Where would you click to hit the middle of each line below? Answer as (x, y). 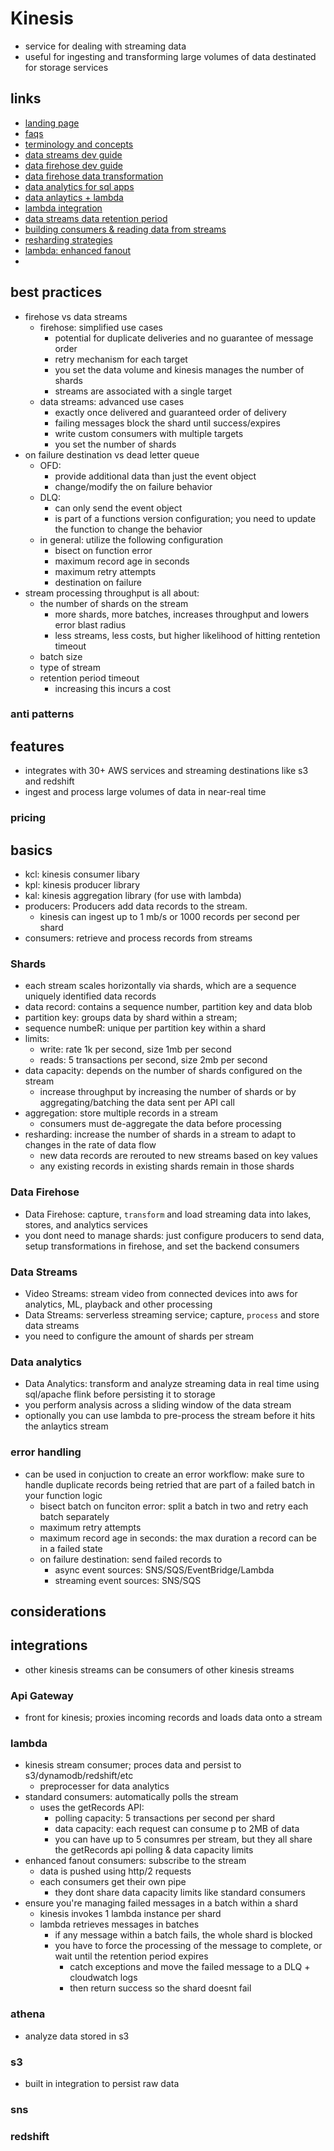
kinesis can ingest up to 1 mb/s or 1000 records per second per (170, 917)
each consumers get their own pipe (113, 1882)
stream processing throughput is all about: (112, 593)
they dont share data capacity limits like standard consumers (180, 1893)
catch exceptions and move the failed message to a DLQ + (190, 1967)
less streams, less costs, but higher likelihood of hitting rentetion (187, 635)
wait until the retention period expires (131, 1956)
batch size (61, 656)
